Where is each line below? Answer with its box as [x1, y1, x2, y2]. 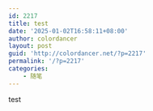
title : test [8, 19, 49, 28]
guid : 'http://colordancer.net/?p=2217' [8, 49, 147, 58]
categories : [8, 65, 49, 73]
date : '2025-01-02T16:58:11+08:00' [8, 27, 129, 35]
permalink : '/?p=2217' [8, 58, 85, 66]
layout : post [8, 42, 53, 50]
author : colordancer [8, 34, 79, 43]
